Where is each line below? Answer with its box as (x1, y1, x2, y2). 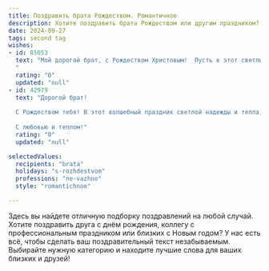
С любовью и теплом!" (15, 123, 88, 131)
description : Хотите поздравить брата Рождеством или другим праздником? (8, 19, 260, 27)
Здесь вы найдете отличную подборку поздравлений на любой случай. (8, 211, 254, 221)
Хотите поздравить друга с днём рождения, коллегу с (8, 219, 195, 229)
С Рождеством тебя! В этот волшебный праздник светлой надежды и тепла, (15, 109, 263, 117)
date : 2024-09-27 (8, 26, 66, 34)
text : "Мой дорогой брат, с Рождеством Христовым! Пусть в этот (15, 57, 239, 65)
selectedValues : (8, 153, 62, 161)
